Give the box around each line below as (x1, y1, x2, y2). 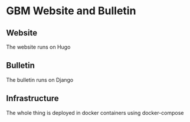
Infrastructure (6, 94, 59, 104)
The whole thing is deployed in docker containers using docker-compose (6, 109, 184, 116)
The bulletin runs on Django (6, 76, 74, 84)
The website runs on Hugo (6, 43, 71, 50)
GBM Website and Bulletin (6, 4, 136, 18)
